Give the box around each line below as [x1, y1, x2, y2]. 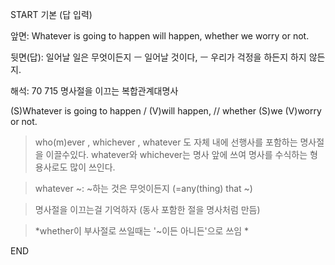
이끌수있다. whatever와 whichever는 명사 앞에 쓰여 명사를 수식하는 [45, 149, 308, 160]
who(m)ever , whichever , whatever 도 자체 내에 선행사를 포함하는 [34, 136, 298, 148]
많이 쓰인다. [69, 161, 116, 173]
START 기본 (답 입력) [10, 9, 93, 20]
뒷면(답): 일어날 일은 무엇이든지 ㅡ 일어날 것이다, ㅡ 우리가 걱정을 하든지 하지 [10, 51, 307, 63]
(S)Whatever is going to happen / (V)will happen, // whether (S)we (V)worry [10, 105, 322, 117]
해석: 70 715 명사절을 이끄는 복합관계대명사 [10, 85, 179, 97]
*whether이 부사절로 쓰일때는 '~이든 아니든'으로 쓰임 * [34, 225, 250, 237]
